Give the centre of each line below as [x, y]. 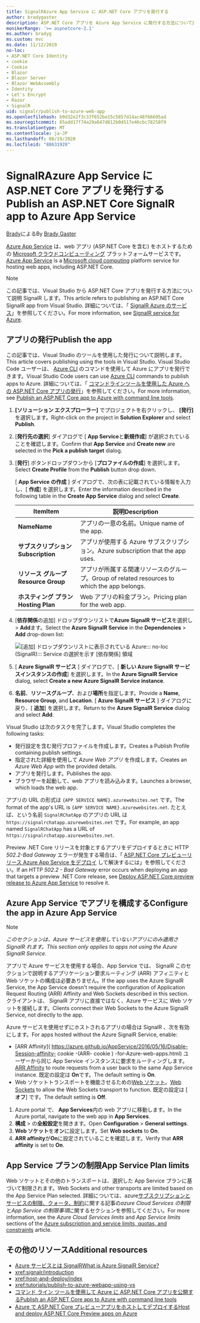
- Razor [16, 100]
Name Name [35, 527]
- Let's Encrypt [26, 95]
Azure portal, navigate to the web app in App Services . [82, 1116]
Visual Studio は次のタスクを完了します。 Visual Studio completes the [91, 727]
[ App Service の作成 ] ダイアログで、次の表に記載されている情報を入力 [103, 482]
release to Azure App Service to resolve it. [58, 883]
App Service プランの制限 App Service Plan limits [98, 1165]
